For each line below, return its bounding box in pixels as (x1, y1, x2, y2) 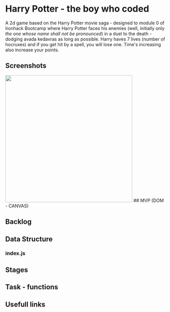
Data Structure (5, 234, 53, 244)
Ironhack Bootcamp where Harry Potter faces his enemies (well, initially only (5, 25, 165, 31)
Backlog (5, 218, 32, 226)
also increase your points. (5, 47, 59, 53)
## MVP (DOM (133, 197, 164, 203)
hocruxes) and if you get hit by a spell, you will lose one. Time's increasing (5, 41, 161, 47)
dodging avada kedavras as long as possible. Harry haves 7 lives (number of (5, 36, 165, 42)
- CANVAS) (5, 202, 29, 209)
